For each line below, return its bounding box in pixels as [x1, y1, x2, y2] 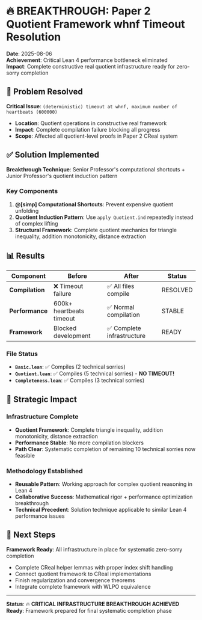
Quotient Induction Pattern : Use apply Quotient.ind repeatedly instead [14, 213, 194, 221]
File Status [6, 349, 38, 358]
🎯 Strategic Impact [6, 394, 77, 405]
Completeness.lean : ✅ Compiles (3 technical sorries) [14, 376, 145, 384]
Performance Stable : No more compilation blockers [14, 439, 144, 446]
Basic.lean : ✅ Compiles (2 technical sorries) [14, 363, 126, 370]
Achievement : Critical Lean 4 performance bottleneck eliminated [6, 56, 168, 64]
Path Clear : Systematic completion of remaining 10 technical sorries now [14, 445, 196, 452]
